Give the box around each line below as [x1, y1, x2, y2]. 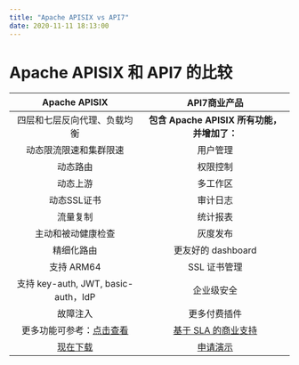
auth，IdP [54, 291, 96, 304]
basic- [105, 278, 133, 290]
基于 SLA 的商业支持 [173, 324, 258, 337]
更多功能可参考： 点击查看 [21, 324, 129, 337]
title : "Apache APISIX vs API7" [9, 12, 129, 22]
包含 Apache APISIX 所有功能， [148, 114, 282, 126]
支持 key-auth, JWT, [16, 278, 103, 290]
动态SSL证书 [48, 194, 101, 207]
